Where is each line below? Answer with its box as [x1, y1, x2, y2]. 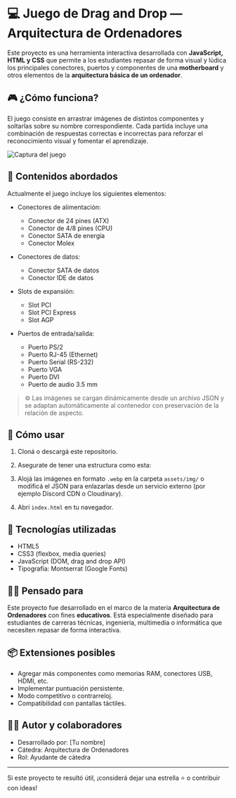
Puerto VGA [27, 365, 63, 373]
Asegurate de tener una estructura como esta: [17, 461, 152, 470]
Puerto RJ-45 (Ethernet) [27, 350, 98, 359]
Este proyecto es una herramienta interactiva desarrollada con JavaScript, [7, 48, 223, 57]
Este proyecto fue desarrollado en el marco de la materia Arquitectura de [7, 604, 220, 611]
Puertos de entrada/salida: [17, 329, 95, 338]
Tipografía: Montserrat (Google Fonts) [17, 564, 128, 573]
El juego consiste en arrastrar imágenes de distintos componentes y [7, 114, 204, 123]
